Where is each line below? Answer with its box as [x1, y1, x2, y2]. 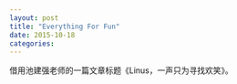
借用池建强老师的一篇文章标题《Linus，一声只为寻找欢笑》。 [9, 65, 234, 76]
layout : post [9, 13, 59, 23]
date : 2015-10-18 [9, 30, 76, 39]
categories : [9, 38, 55, 48]
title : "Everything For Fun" [9, 22, 120, 31]
